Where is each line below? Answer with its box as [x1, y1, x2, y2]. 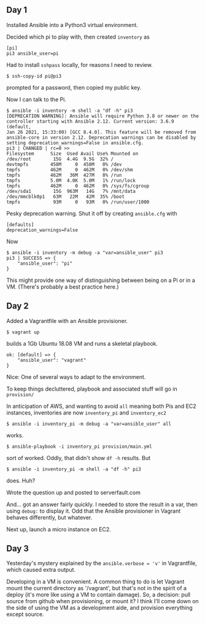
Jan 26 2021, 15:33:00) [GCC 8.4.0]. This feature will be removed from [6, 129, 196, 135]
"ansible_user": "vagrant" [17, 357, 87, 363]
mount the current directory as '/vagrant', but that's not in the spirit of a [6, 585, 187, 592]
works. [6, 431, 24, 439]
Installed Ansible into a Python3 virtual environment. [6, 21, 138, 28]
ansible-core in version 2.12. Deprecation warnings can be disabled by [6, 135, 196, 141]
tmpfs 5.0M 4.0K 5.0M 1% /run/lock [6, 177, 136, 184]
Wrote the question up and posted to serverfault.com [6, 488, 141, 496]
